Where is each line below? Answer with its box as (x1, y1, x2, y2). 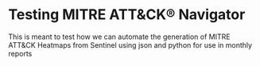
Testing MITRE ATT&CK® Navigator (8, 6, 246, 24)
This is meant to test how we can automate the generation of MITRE (8, 32, 231, 41)
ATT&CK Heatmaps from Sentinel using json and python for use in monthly (8, 40, 253, 49)
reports (8, 49, 33, 58)
